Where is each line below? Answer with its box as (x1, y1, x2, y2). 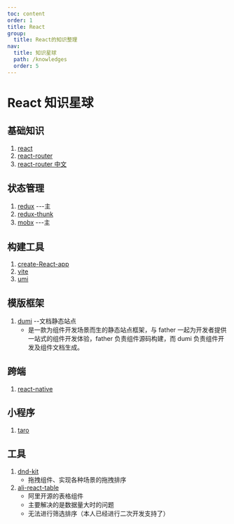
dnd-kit (17, 467, 39, 476)
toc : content (7, 10, 46, 18)
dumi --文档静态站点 (17, 317, 77, 325)
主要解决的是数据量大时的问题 (27, 500, 114, 509)
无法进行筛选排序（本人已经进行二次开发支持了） (27, 509, 170, 518)
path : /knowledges (13, 56, 68, 63)
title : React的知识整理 (13, 36, 78, 43)
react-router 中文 (17, 159, 67, 168)
